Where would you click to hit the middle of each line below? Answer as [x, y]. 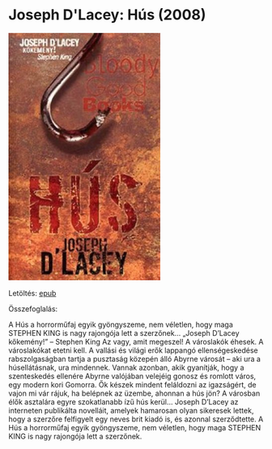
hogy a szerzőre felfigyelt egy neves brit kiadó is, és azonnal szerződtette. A [136, 419]
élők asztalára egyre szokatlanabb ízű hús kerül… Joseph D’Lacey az [123, 401]
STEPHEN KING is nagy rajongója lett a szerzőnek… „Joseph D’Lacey [124, 333]
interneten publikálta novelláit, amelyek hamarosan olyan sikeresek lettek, [131, 410]
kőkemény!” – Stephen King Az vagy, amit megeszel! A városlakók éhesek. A [136, 341]
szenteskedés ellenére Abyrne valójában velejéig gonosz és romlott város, [132, 376]
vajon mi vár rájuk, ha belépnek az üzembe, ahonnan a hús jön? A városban [134, 393]
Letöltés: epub [32, 293]
